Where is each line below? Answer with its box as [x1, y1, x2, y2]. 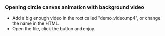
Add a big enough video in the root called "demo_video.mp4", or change [12, 15, 161, 21]
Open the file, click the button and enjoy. [12, 26, 96, 32]
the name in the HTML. [12, 20, 60, 26]
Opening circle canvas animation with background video [5, 4, 144, 11]
